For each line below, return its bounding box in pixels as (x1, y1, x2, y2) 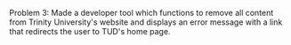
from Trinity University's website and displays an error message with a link (9, 17, 283, 27)
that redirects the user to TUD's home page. (9, 26, 171, 36)
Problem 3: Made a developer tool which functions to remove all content (9, 8, 274, 18)
